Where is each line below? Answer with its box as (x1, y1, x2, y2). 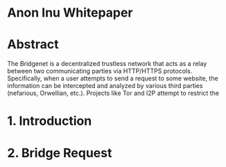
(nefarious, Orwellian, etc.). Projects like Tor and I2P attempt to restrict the (7, 89, 220, 98)
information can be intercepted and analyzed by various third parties (7, 82, 203, 90)
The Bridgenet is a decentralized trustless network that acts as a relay (7, 60, 207, 68)
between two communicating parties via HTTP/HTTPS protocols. (7, 67, 193, 76)
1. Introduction (7, 113, 92, 129)
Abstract (7, 37, 59, 53)
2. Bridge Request (7, 145, 112, 161)
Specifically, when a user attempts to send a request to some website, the (7, 74, 218, 82)
